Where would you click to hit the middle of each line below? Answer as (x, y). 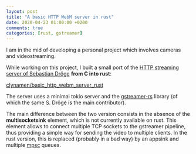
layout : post (22, 11)
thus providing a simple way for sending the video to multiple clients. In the (97, 133)
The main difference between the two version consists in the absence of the (98, 114)
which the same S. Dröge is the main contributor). (66, 102)
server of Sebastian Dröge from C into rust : (59, 74)
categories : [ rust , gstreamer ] (44, 33)
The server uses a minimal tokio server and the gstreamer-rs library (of (92, 97)
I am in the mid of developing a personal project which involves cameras (94, 50)
